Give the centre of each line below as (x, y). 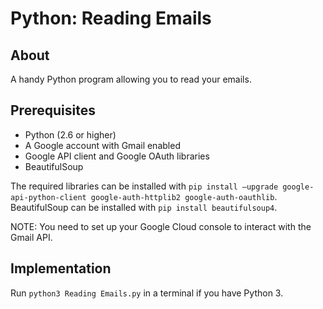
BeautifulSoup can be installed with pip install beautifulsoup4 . (144, 207)
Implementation (61, 268)
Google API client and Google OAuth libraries (117, 156)
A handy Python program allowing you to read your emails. (131, 79)
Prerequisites (53, 110)
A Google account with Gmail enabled (102, 145)
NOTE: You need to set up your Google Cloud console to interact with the (161, 226)
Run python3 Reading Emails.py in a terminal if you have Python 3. (147, 293)
